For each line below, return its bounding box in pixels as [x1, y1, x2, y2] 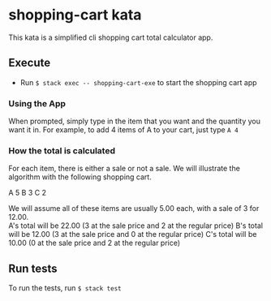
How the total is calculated [8, 144, 116, 156]
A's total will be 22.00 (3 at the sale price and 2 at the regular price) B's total [8, 221, 264, 230]
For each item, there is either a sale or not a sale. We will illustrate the [8, 164, 241, 174]
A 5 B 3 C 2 [8, 188, 47, 198]
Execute [8, 56, 51, 70]
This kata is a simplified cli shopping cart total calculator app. [8, 32, 213, 42]
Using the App [8, 97, 67, 109]
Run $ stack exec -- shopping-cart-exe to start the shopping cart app [19, 77, 257, 87]
